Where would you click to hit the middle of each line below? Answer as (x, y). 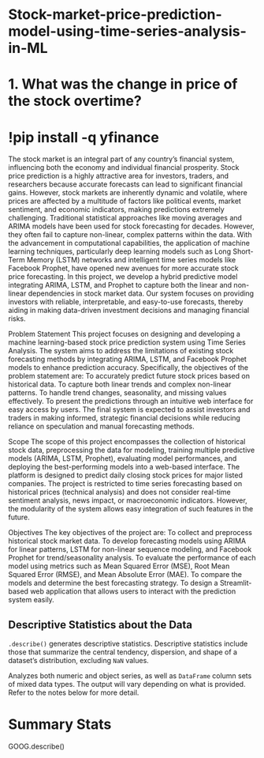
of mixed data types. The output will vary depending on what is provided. (127, 684)
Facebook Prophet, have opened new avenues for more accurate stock (123, 268)
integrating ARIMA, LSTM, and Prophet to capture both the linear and (120, 285)
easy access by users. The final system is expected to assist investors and (129, 409)
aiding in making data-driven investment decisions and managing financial (129, 311)
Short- (243, 251)
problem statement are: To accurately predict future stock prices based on (129, 376)
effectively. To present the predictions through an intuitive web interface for (131, 402)
